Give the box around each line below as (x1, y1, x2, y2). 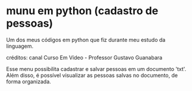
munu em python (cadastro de (6, 4, 159, 18)
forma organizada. (6, 78, 52, 85)
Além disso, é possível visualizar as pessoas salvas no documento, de (6, 71, 178, 79)
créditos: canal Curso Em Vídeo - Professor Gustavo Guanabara (6, 54, 162, 61)
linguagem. (6, 43, 34, 50)
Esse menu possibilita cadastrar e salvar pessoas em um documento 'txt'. (6, 65, 187, 72)
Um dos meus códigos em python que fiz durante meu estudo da (6, 36, 166, 43)
